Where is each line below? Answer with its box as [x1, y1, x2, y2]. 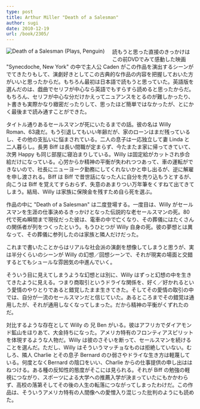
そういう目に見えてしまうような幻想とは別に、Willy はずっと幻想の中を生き [6, 271, 192, 278]
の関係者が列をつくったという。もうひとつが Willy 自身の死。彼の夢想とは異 [6, 223, 193, 231]
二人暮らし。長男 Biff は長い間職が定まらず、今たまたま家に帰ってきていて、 [6, 143, 194, 150]
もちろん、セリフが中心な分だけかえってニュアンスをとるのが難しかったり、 [6, 93, 194, 101]
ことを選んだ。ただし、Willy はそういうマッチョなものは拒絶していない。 [6, 344, 187, 351]
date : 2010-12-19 [6, 25, 50, 32]
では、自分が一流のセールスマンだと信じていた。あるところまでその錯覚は [6, 294, 189, 301]
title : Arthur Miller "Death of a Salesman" [6, 14, 119, 20]
